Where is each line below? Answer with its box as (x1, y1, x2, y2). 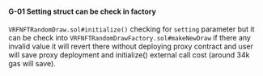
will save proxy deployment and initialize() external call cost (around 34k (8, 50, 250, 60)
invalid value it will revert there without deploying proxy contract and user (8, 41, 253, 52)
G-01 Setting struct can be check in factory (8, 6, 156, 16)
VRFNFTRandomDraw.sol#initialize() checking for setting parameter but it (8, 24, 255, 34)
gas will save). (8, 59, 57, 69)
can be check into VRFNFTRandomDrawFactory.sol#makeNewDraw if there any (8, 33, 251, 43)
